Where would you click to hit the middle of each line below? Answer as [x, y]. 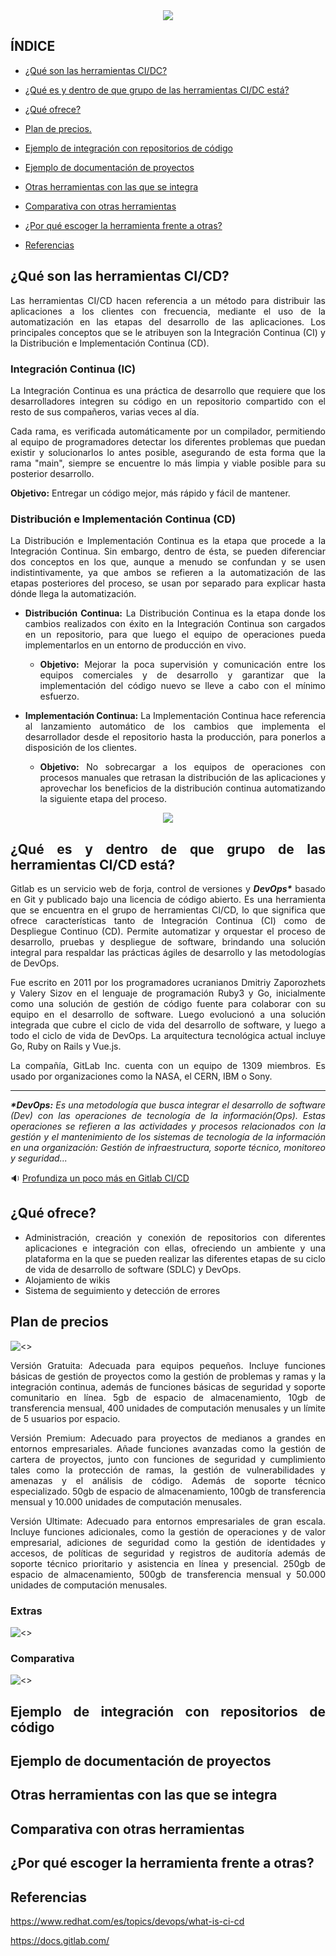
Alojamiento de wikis [67, 1280]
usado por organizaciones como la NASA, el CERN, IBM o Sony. [141, 1076]
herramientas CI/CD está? [93, 864]
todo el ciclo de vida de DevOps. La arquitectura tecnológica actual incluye [168, 1036]
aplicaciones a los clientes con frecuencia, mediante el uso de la [168, 311]
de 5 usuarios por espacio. [65, 1418]
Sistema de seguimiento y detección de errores [122, 1290]
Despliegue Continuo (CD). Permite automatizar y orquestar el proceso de [168, 931]
